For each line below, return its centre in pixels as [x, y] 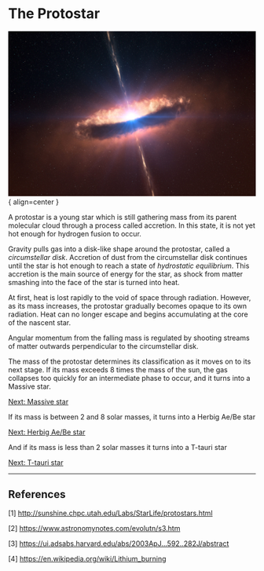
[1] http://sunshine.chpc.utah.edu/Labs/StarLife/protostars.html [111, 513]
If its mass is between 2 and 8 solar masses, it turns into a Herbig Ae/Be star [132, 416]
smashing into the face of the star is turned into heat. [94, 282]
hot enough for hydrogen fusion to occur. [75, 233]
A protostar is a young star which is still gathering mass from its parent [123, 217]
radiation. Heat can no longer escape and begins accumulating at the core [128, 314]
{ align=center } [33, 202]
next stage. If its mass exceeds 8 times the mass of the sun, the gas [118, 369]
